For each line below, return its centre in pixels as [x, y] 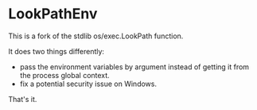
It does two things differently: [56, 51]
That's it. [23, 99]
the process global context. [64, 75]
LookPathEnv [53, 14]
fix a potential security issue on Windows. [88, 84]
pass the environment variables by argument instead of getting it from [134, 67]
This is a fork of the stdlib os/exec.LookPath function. [96, 36]
